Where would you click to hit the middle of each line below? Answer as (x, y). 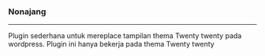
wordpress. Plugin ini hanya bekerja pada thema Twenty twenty (111, 44)
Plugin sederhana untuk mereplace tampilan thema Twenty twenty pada (125, 36)
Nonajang (27, 12)
